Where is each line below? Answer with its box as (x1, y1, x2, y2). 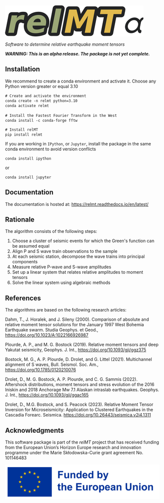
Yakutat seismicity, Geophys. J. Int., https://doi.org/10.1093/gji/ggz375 (5, 347, 146, 353)
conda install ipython (5, 156, 51, 161)
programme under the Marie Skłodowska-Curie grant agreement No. (5, 450, 143, 456)
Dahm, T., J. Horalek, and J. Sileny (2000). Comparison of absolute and (5, 316, 149, 322)
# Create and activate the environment (5, 93, 87, 98)
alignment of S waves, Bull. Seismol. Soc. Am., (5, 362, 99, 367)
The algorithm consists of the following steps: (5, 228, 97, 234)
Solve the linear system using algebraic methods (12, 279, 111, 285)
